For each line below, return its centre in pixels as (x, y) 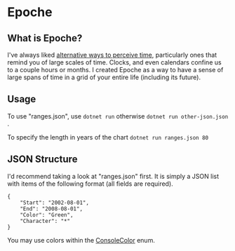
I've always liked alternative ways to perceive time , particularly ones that (112, 55)
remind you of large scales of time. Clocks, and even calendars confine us (115, 62)
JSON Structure (42, 160)
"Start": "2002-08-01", (55, 203)
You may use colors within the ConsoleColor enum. (81, 240)
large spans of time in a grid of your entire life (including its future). (104, 77)
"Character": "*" (45, 221)
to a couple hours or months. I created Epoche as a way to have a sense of (115, 70)
